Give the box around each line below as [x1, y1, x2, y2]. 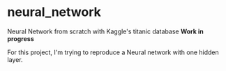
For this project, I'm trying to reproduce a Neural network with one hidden [7, 48, 220, 56]
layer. [7, 55, 23, 63]
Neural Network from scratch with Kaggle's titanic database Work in [7, 27, 204, 35]
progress [7, 34, 34, 42]
